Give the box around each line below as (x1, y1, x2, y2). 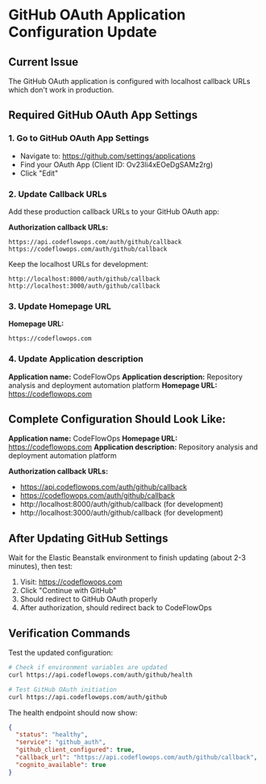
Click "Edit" (19, 168, 59, 178)
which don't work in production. (8, 85, 114, 95)
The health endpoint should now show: (8, 707, 138, 717)
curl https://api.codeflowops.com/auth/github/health (8, 671, 193, 679)
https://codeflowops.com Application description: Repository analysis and (8, 442, 258, 452)
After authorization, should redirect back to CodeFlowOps (19, 603, 212, 613)
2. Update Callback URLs (8, 188, 107, 200)
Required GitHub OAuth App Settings (8, 108, 198, 122)
